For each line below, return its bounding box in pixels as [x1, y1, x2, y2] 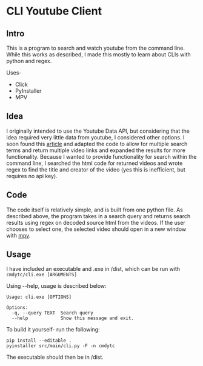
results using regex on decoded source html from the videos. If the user [6, 219, 186, 226]
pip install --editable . [6, 338, 72, 344]
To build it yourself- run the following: [6, 326, 100, 333]
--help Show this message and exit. [12, 315, 135, 322]
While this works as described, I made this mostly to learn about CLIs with [6, 51, 191, 58]
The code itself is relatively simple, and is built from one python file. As [6, 206, 183, 213]
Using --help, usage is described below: [6, 282, 107, 290]
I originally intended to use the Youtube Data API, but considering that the [6, 127, 190, 135]
